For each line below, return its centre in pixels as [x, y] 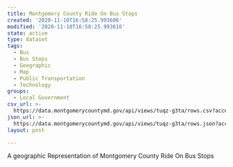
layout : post [26, 130]
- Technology [32, 85]
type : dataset [28, 40]
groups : [18, 91]
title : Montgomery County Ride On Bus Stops [72, 14]
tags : [15, 46]
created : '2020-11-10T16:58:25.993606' [65, 20]
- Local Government [42, 98]
